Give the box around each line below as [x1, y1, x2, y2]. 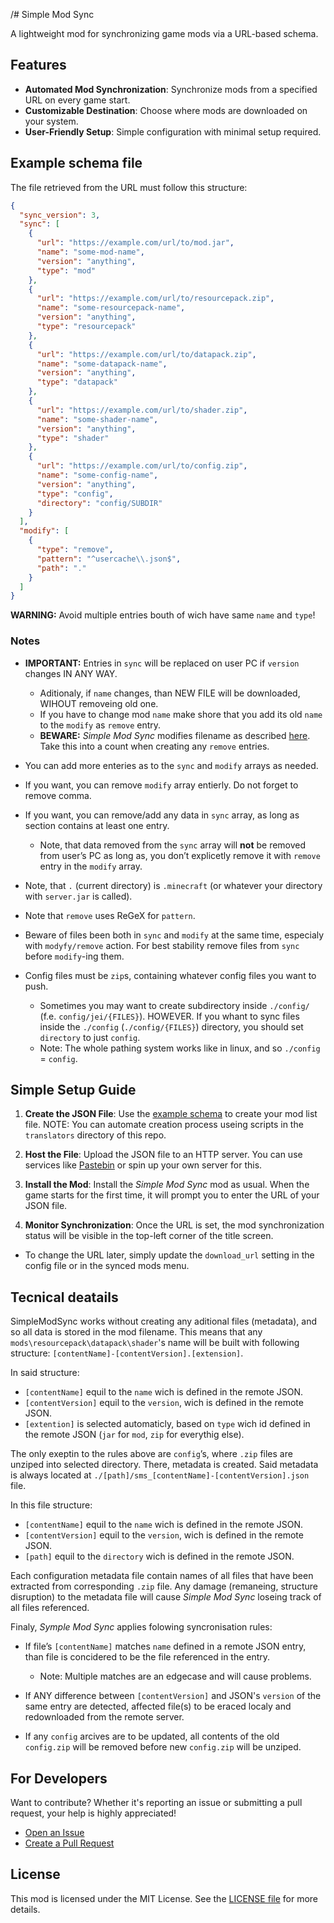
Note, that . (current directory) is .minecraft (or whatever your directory [24, 879, 323, 891]
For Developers [10, 1770, 108, 1787]
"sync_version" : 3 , [19, 210, 101, 220]
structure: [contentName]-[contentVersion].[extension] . [10, 1347, 244, 1359]
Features [10, 57, 67, 74]
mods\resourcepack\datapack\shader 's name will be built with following [10, 1337, 300, 1349]
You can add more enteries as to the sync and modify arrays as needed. [24, 759, 319, 771]
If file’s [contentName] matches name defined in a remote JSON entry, [24, 1640, 307, 1653]
